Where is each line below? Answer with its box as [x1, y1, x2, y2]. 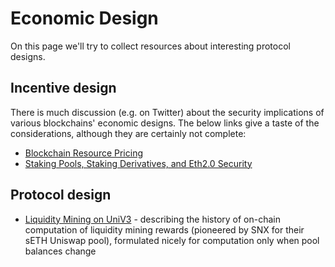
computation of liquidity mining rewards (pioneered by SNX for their [24, 223, 305, 236]
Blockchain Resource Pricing [24, 147, 143, 159]
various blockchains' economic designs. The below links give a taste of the [10, 117, 320, 129]
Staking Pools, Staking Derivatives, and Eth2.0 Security [24, 157, 253, 169]
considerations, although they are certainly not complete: [10, 127, 247, 139]
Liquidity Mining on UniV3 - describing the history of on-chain [24, 213, 282, 225]
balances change [24, 245, 97, 257]
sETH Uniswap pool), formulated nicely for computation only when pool [24, 234, 320, 246]
